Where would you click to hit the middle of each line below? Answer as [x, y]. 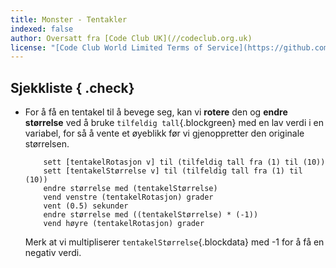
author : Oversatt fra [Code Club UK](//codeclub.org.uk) [131, 38]
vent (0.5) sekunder [86, 206]
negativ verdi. [53, 253]
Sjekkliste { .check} [72, 87]
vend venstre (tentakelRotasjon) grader [128, 197]
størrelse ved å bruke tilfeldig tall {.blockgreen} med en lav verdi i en [174, 123]
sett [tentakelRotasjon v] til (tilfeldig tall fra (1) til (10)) [184, 162]
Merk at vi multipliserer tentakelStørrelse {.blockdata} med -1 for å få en [174, 242]
